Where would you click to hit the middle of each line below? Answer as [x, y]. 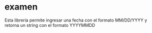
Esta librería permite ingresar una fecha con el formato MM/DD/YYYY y [76, 20]
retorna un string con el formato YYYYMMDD [50, 25]
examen [21, 7]
